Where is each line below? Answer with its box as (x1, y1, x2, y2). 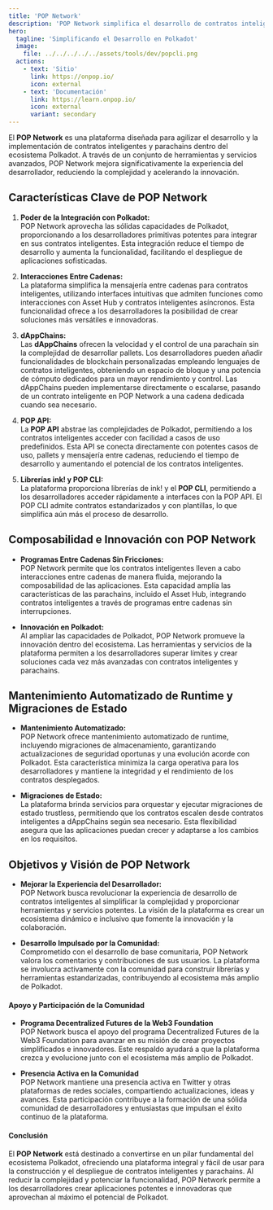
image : (15, 42, 38, 50)
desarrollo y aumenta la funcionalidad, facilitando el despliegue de (19, 247, 244, 256)
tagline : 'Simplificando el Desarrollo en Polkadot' (15, 34, 198, 43)
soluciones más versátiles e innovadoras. (19, 314, 158, 324)
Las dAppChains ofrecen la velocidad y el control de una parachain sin (19, 339, 259, 349)
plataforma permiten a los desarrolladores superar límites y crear (19, 648, 238, 658)
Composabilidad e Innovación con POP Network (8, 533, 256, 546)
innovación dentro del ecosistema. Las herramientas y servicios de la (19, 639, 253, 649)
